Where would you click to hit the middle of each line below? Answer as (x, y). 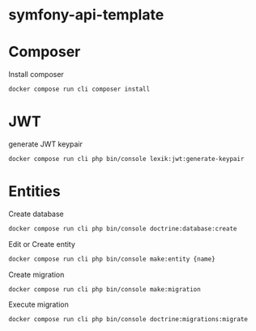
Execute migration (38, 304)
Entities (34, 191)
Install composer (36, 74)
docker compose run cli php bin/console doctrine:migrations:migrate (128, 320)
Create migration (36, 274)
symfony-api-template (86, 15)
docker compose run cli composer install (79, 89)
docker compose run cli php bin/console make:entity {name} (112, 259)
